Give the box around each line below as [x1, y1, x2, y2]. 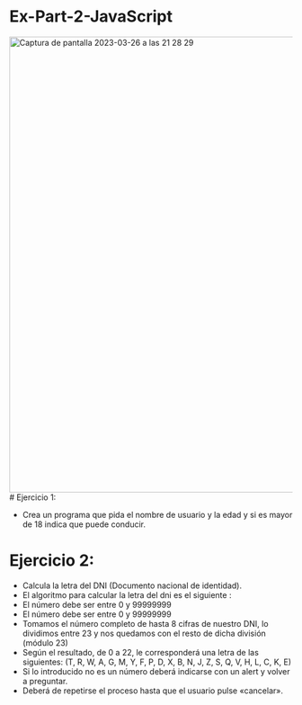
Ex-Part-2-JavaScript [9, 6, 173, 27]
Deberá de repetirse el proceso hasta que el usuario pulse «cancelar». [22, 685, 283, 696]
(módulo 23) [22, 637, 69, 648]
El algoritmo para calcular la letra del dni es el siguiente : [22, 589, 232, 600]
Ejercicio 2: [9, 550, 94, 571]
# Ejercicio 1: [9, 492, 57, 503]
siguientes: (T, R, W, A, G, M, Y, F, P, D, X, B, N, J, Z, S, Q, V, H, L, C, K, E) [22, 656, 292, 667]
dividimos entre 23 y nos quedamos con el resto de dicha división [22, 628, 267, 638]
